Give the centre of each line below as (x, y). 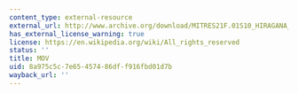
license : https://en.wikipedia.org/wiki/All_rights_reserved (125, 42)
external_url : (35, 26)
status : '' (29, 50)
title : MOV (29, 58)
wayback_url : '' (39, 75)
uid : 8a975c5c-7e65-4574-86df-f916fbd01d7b (91, 67)
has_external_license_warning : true (77, 34)
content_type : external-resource (71, 17)
